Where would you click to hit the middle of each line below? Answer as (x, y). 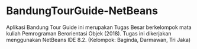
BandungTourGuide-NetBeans (82, 11)
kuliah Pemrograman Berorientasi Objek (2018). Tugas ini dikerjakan (89, 33)
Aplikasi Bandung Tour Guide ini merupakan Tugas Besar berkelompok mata (99, 27)
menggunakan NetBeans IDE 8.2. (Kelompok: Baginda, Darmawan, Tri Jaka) (98, 40)
